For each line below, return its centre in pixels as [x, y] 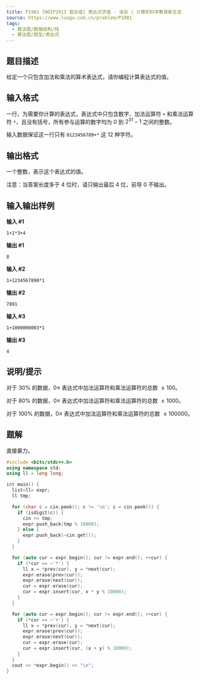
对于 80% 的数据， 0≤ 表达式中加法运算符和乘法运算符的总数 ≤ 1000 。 [95, 400]
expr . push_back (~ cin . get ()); [59, 535]
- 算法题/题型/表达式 [36, 35]
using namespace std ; [34, 468]
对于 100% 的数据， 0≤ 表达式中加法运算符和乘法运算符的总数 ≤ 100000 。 [100, 414]
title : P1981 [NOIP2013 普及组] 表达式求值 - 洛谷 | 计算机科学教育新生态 [94, 12]
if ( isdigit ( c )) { [41, 513]
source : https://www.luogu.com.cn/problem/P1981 [69, 18]
